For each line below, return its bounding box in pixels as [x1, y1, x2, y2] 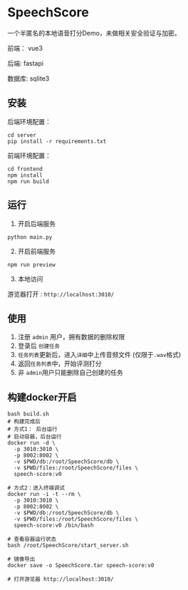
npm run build [7, 177, 50, 185]
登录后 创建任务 [17, 341, 61, 350]
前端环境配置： [7, 151, 51, 160]
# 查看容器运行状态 [7, 536, 57, 543]
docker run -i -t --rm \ [7, 491, 81, 498]
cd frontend [7, 165, 43, 172]
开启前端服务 [17, 247, 56, 255]
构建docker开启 [7, 391, 77, 403]
